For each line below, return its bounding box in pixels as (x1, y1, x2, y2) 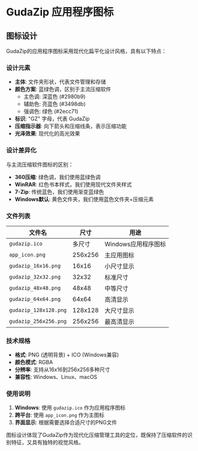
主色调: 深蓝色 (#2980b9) (23, 93, 86, 100)
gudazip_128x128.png (9, 307, 67, 313)
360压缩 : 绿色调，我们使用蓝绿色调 (14, 173, 101, 180)
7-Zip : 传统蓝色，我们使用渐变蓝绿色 (14, 188, 105, 195)
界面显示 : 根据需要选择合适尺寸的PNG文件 (14, 419, 117, 426)
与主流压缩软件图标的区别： (6, 161, 74, 168)
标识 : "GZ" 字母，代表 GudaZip (14, 115, 90, 122)
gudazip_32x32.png (9, 273, 61, 280)
